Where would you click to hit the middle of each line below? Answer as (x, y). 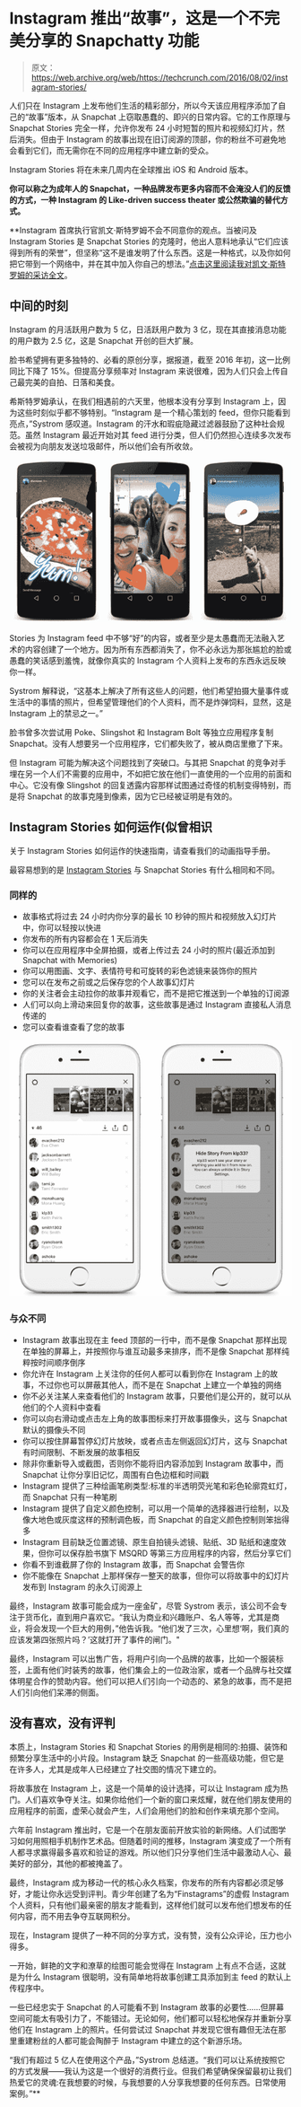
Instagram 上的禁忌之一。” (56, 714)
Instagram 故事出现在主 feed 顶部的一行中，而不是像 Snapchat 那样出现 (155, 1339)
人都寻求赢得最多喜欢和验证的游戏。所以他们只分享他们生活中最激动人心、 (146, 1852)
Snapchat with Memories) (70, 961)
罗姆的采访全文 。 (41, 275)
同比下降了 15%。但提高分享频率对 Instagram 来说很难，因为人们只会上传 (145, 371)
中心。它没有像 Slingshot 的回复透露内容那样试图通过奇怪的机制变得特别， (146, 786)
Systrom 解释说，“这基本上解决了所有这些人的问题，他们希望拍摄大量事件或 (149, 691)
